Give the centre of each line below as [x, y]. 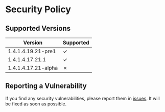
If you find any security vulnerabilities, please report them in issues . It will [82, 98]
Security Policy [38, 9]
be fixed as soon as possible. [36, 104]
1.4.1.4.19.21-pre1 [32, 51]
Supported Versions [38, 28]
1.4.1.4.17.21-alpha [33, 68]
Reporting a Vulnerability [46, 86]
